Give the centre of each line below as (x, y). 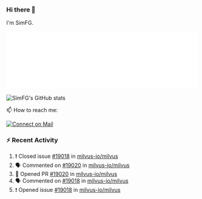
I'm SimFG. (20, 23)
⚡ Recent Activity (32, 140)
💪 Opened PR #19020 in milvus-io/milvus (66, 174)
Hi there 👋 (21, 10)
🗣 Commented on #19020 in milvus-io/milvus (72, 165)
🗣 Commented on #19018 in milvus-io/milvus (72, 180)
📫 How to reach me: (32, 110)
